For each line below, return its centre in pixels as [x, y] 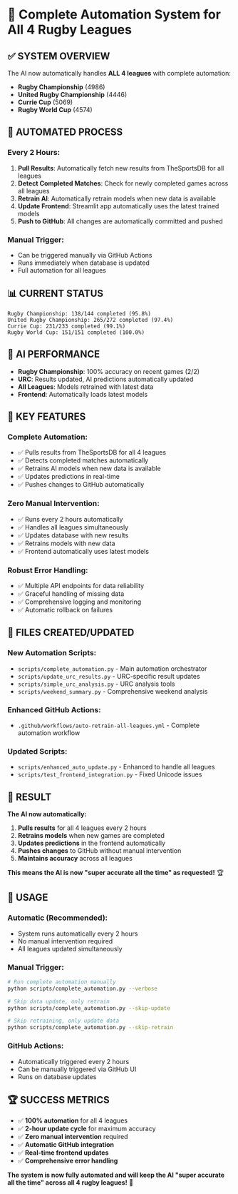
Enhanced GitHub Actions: [54, 709]
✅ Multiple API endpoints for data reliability [81, 585]
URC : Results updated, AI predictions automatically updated [105, 379]
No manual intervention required [65, 941]
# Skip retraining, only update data [63, 1021]
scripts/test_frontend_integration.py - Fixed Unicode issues [110, 774]
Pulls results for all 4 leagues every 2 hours [82, 828]
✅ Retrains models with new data [66, 543]
